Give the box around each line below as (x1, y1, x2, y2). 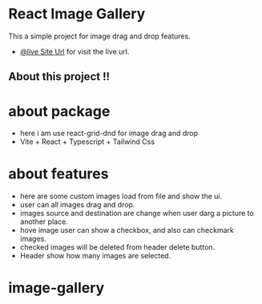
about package (8, 102, 111, 120)
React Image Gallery (8, 5, 146, 23)
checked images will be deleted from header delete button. (19, 242, 216, 252)
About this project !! (8, 70, 111, 84)
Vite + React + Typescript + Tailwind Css (19, 137, 155, 146)
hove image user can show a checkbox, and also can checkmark (19, 226, 234, 235)
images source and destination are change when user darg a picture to (19, 209, 254, 218)
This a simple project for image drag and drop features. (8, 31, 191, 41)
